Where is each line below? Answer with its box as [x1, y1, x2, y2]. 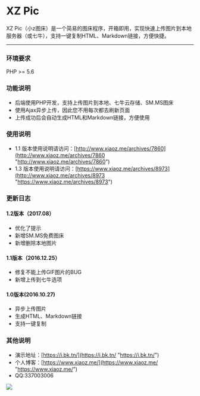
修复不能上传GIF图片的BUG [14, 269, 82, 276]
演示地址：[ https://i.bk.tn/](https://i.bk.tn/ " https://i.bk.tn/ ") [14, 351, 160, 358]
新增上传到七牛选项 [14, 276, 62, 283]
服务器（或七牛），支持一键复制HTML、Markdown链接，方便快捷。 [6, 32, 170, 39]
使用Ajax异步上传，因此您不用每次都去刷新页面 [14, 106, 130, 113]
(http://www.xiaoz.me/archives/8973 [14, 171, 105, 179]
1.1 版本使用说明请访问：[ [14, 145, 76, 152]
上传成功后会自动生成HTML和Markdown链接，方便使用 [14, 113, 150, 121]
